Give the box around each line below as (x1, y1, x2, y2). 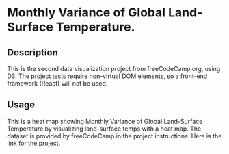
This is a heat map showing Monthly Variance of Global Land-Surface (7, 117, 203, 125)
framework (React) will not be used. (7, 79, 108, 87)
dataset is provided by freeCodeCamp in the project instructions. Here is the (7, 131, 222, 140)
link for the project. (7, 139, 61, 147)
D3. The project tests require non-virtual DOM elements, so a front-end (7, 72, 208, 80)
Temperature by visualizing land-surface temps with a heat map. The (7, 125, 202, 133)
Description (7, 47, 58, 58)
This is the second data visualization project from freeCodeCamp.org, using (7, 65, 221, 73)
